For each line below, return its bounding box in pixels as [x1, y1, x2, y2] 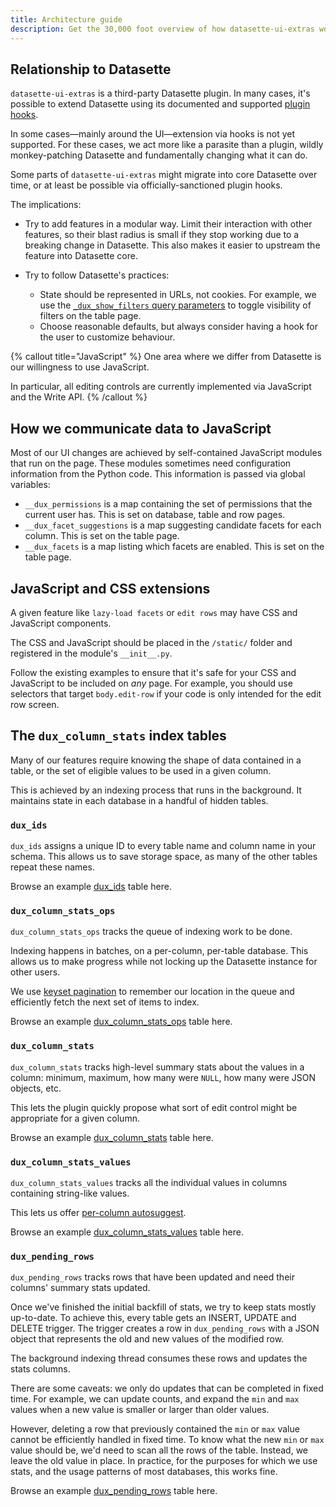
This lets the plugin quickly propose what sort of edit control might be [10, 1101, 298, 1113]
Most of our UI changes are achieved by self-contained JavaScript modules [10, 447, 323, 459]
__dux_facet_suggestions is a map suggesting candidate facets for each [24, 519, 322, 531]
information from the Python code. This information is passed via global [10, 468, 306, 480]
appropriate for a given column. [10, 1112, 140, 1124]
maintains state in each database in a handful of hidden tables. [10, 794, 269, 806]
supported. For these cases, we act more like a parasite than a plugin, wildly [10, 139, 324, 151]
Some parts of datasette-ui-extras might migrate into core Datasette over [10, 169, 318, 181]
